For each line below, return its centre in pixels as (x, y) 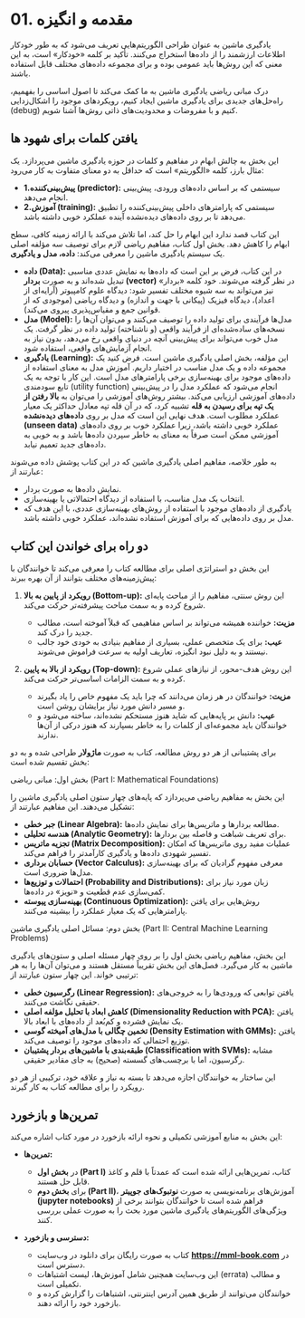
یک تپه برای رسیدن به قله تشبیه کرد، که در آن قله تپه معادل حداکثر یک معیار (148, 405)
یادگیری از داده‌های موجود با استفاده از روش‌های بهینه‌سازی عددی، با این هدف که (157, 508)
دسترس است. (61, 1265)
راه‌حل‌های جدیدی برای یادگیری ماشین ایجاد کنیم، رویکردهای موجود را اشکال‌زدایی (147, 101)
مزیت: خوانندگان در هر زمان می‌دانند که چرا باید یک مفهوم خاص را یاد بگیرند (164, 696)
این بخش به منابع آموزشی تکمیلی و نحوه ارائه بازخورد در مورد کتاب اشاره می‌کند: (147, 1137)
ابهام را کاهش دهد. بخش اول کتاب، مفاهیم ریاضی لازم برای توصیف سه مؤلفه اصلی (150, 244)
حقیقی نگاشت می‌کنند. (62, 1002)
